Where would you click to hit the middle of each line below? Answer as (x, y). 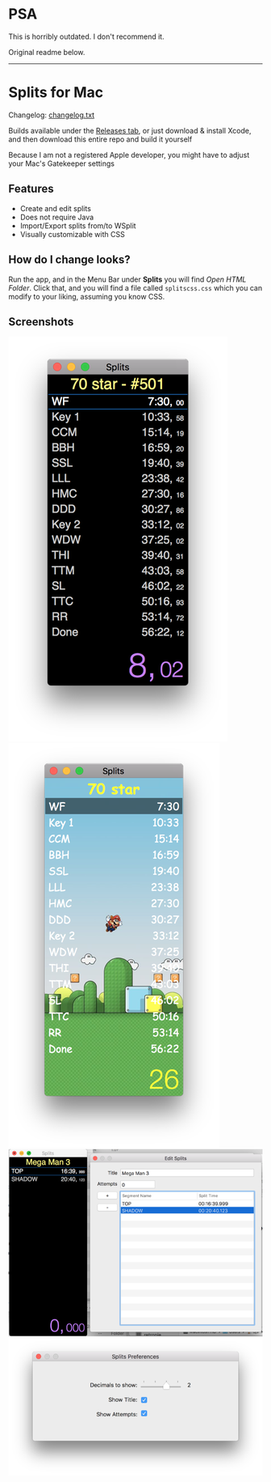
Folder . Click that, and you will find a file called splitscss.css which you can (135, 287)
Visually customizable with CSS (72, 234)
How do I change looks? (69, 260)
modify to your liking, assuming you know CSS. (87, 296)
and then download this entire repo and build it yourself (100, 139)
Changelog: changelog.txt (52, 115)
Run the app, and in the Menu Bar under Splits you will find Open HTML (127, 279)
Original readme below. (47, 52)
